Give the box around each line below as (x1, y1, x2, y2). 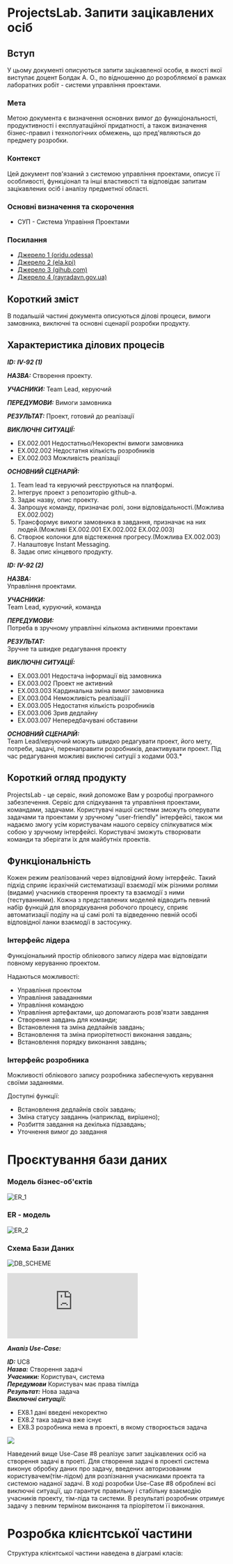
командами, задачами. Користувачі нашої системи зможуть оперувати (7, 805, 220, 814)
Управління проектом (17, 985, 82, 994)
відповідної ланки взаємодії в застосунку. (7, 918, 132, 927)
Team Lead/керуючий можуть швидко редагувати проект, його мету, (7, 737, 213, 745)
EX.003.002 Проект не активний (17, 678, 113, 688)
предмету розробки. (7, 136, 69, 144)
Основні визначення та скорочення (7, 202, 134, 211)
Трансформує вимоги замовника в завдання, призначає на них (17, 517, 207, 526)
